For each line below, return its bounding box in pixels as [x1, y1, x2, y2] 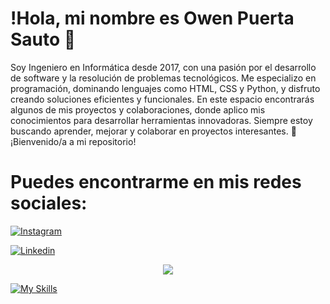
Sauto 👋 [10, 28, 77, 51]
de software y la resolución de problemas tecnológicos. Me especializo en [10, 72, 317, 84]
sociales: [10, 192, 88, 215]
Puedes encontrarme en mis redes [10, 171, 302, 194]
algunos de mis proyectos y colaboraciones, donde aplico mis [10, 103, 266, 116]
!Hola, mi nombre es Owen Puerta [10, 7, 295, 30]
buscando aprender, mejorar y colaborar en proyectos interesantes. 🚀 [10, 125, 297, 137]
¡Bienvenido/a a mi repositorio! [10, 135, 137, 147]
